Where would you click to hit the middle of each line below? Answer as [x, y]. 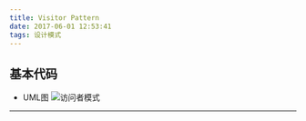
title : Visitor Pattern [55, 18]
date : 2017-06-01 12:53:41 [61, 26]
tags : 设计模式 [36, 35]
